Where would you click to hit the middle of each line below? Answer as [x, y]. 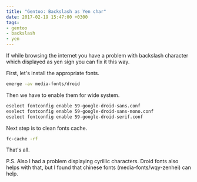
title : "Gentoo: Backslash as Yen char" [56, 11]
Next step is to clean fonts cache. [47, 128]
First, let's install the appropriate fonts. [53, 73]
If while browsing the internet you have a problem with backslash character [97, 55]
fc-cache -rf [22, 139]
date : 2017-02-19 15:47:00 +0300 [47, 17]
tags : [13, 22]
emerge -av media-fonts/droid [43, 84]
